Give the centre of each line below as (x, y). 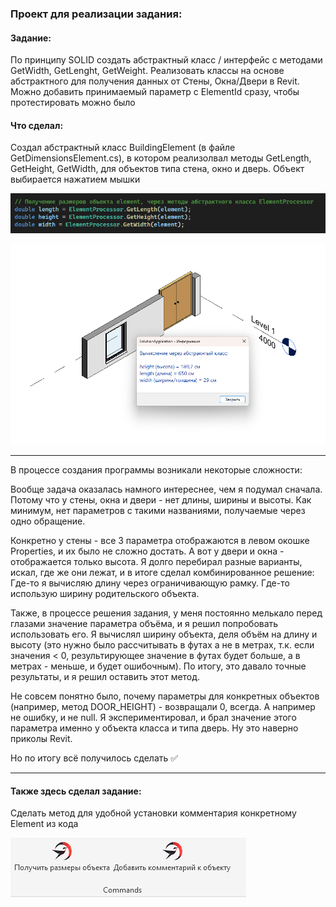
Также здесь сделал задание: (76, 791)
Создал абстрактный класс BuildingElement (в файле (123, 148)
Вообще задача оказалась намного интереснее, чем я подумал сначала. (166, 489)
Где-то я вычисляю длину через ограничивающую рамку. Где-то (150, 583)
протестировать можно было (73, 103)
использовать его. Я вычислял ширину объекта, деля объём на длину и (164, 634)
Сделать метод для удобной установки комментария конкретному (153, 813)
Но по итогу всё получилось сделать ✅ (94, 758)
